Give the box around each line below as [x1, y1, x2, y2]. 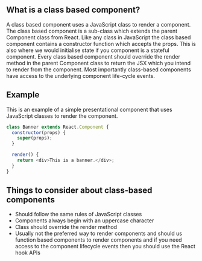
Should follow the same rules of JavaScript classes [14, 211, 142, 218]
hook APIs [14, 249, 41, 256]
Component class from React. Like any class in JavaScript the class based [6, 33, 191, 41]
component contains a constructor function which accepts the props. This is [6, 40, 196, 47]
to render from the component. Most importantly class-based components [6, 66, 191, 73]
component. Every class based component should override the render [6, 53, 181, 60]
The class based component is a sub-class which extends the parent [6, 27, 178, 34]
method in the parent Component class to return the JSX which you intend [6, 59, 191, 66]
